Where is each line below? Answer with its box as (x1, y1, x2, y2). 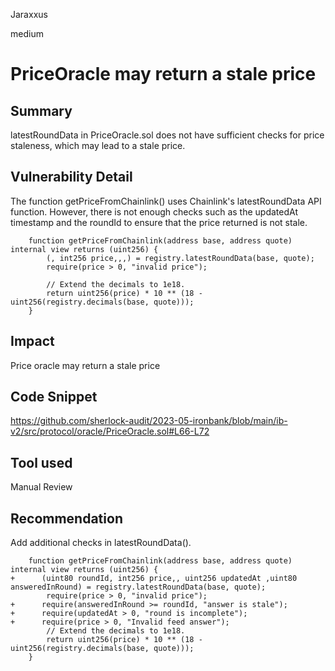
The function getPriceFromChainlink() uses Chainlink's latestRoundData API (10, 195, 322, 207)
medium (10, 28, 44, 39)
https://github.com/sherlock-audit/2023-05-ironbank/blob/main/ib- (10, 415, 288, 427)
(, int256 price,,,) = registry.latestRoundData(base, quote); (46, 253, 315, 263)
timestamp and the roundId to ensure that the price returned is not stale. (10, 216, 308, 228)
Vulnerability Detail (10, 169, 133, 186)
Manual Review (10, 481, 73, 493)
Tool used (10, 454, 73, 471)
